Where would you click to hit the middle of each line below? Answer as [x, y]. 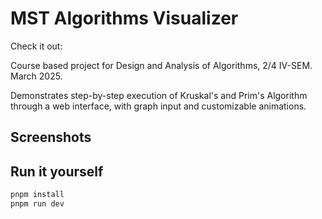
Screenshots [51, 137]
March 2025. [36, 76]
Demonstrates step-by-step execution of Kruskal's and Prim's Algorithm [159, 95]
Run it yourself [57, 171]
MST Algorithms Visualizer [124, 18]
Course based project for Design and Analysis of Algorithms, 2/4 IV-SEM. [161, 65]
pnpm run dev [37, 204]
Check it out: [36, 46]
